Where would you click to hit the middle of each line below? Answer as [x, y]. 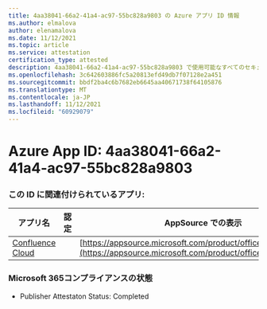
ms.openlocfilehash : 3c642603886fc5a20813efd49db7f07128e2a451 [115, 75]
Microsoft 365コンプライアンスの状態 [81, 278]
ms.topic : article [39, 45]
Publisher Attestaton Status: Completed [84, 296]
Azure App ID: [55, 151]
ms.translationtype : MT [48, 90]
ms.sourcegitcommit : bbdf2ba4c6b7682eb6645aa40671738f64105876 [115, 82]
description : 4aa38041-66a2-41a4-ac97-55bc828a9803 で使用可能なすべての [126, 68]
